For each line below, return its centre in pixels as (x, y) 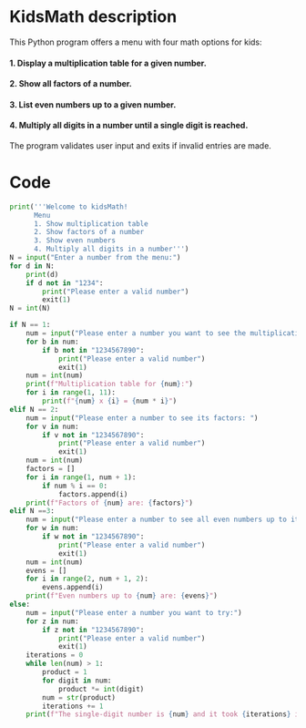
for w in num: (52, 528)
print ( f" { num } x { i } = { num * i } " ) (110, 401)
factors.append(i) (93, 494)
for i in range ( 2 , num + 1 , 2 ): (87, 579)
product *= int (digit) (101, 689)
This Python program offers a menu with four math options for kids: (136, 42)
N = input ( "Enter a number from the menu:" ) (95, 258)
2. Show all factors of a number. (71, 84)
